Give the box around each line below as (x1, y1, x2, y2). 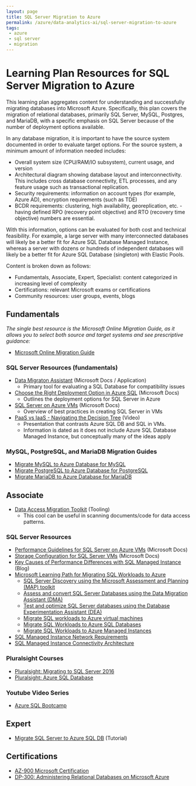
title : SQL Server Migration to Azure (6, 14, 101, 20)
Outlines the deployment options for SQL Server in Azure (23, 395, 161, 402)
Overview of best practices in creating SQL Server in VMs (23, 408, 163, 415)
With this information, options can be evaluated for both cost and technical (6, 226, 186, 233)
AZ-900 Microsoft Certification (14, 767, 89, 774)
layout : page (6, 8, 38, 15)
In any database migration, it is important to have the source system (6, 134, 170, 141)
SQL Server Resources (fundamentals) (6, 363, 118, 371)
